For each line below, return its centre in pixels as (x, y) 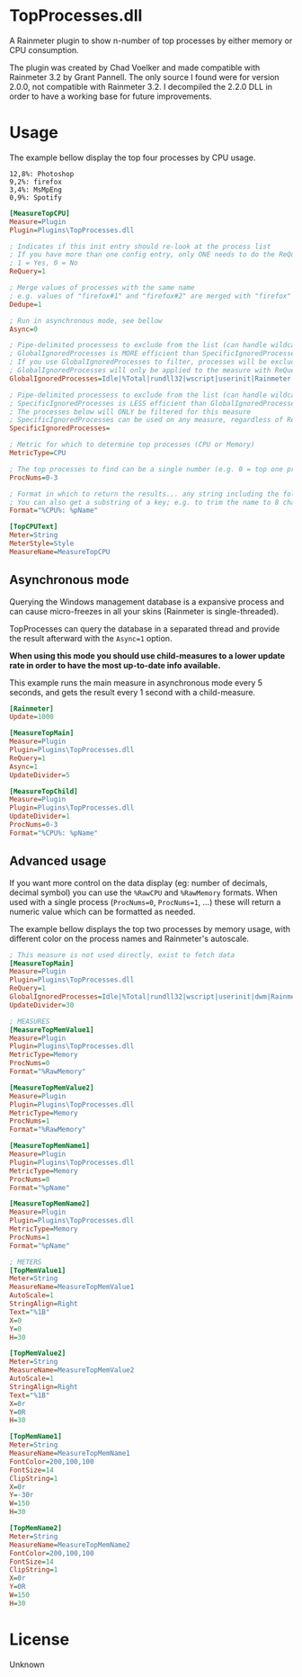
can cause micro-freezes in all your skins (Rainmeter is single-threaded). (144, 611)
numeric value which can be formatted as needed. (102, 911)
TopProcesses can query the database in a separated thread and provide (145, 628)
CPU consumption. (44, 49)
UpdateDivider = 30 (42, 1005)
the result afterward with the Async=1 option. (91, 638)
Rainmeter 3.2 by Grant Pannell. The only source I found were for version (145, 76)
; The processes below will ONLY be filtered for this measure (130, 412)
